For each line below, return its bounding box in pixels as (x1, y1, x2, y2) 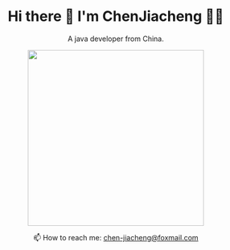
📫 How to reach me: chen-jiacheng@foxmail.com (32, 232, 199, 242)
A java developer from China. (68, 34, 164, 43)
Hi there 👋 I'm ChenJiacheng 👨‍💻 (7, 7, 224, 26)
